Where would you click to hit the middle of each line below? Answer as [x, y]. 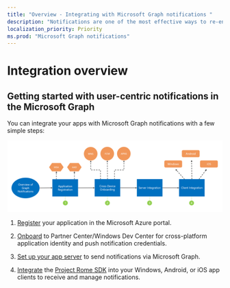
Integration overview [67, 71]
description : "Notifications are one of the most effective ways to [107, 22]
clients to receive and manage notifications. [78, 277]
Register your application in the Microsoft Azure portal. [94, 222]
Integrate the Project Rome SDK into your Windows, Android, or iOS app [118, 269]
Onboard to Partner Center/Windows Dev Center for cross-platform [112, 236]
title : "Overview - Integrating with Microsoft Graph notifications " [110, 14]
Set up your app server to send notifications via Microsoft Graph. [108, 256]
